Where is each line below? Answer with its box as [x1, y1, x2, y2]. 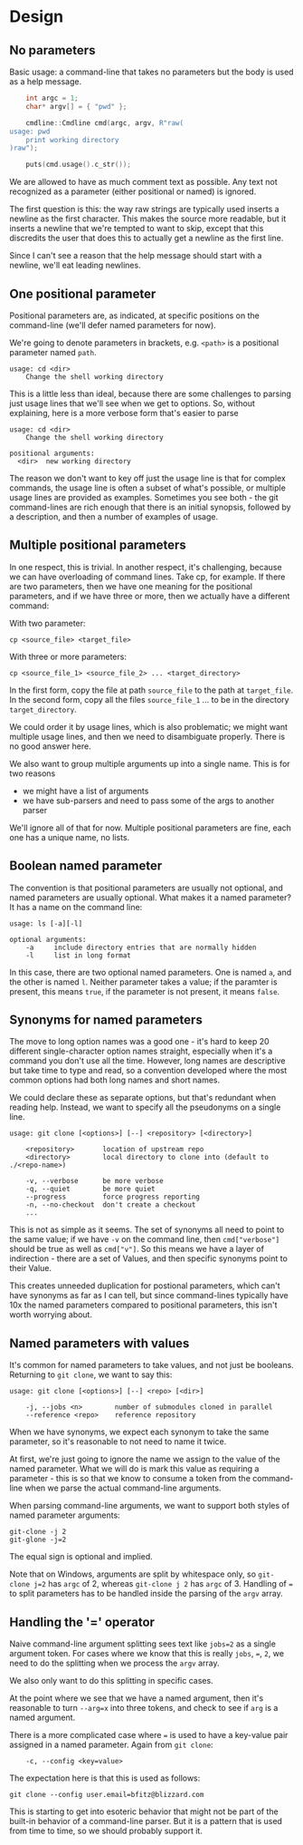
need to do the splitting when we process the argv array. [9, 1657, 220, 1668]
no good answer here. [9, 741, 92, 752]
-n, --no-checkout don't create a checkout [25, 1200, 196, 1209]
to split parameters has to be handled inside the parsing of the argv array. [9, 1588, 283, 1599]
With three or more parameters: [9, 651, 127, 662]
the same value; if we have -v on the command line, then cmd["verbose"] [9, 1234, 280, 1245]
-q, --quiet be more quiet [25, 1185, 156, 1194]
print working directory [25, 135, 119, 144]
